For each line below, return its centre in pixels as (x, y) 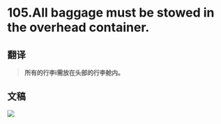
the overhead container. (78, 27)
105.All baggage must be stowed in (111, 13)
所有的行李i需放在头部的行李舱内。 (74, 73)
